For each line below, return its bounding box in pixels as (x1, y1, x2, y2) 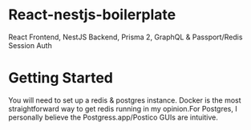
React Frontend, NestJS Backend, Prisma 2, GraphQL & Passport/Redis (8, 32, 243, 42)
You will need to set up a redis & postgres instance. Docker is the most (8, 95, 242, 105)
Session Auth (8, 40, 52, 50)
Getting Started (8, 69, 114, 87)
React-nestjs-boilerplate (8, 6, 176, 24)
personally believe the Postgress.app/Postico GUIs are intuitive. (8, 112, 218, 122)
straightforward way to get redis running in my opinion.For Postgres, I (8, 104, 238, 113)
